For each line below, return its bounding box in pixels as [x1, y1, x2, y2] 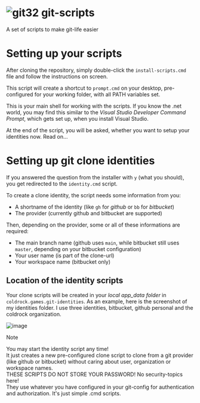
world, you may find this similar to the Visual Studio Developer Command [6, 108, 186, 116]
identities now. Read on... [6, 133, 68, 140]
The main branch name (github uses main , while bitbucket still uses [14, 239, 180, 246]
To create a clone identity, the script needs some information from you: [6, 191, 181, 199]
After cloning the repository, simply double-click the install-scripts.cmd [6, 66, 186, 74]
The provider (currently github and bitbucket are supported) [14, 209, 162, 216]
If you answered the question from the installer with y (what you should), [6, 173, 184, 181]
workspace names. [6, 364, 53, 371]
